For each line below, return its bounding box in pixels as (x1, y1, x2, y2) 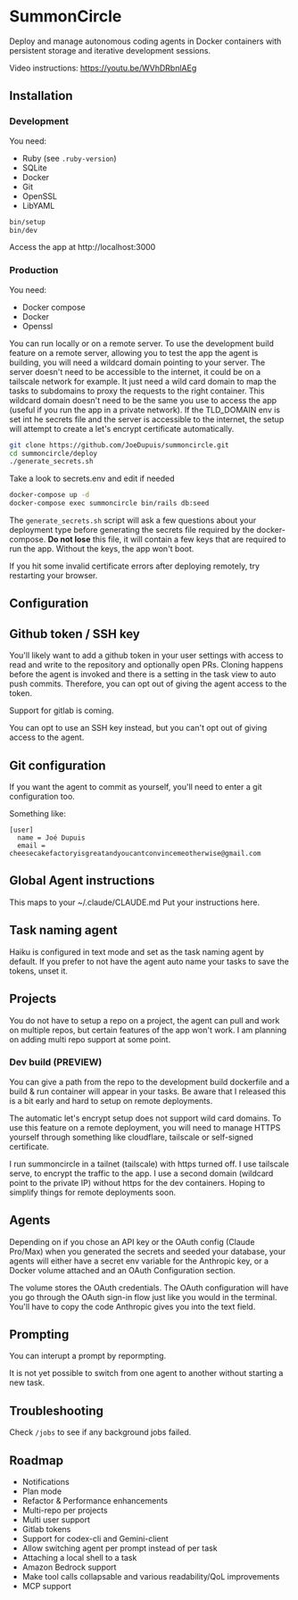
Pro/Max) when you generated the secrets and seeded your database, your (9, 1246, 286, 1256)
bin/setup (9, 217, 46, 227)
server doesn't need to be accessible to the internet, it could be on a (9, 366, 261, 377)
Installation (9, 88, 73, 104)
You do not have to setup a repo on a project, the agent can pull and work (9, 1015, 280, 1025)
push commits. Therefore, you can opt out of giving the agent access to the (9, 678, 287, 689)
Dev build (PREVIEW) (9, 1056, 103, 1068)
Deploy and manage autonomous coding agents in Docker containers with (9, 36, 282, 46)
